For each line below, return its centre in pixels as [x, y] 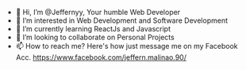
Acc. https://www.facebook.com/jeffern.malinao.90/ [101, 57]
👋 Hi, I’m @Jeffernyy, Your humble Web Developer [98, 12]
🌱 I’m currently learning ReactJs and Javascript [93, 29]
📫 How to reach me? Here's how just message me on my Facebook [127, 46]
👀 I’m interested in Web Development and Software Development [122, 20]
